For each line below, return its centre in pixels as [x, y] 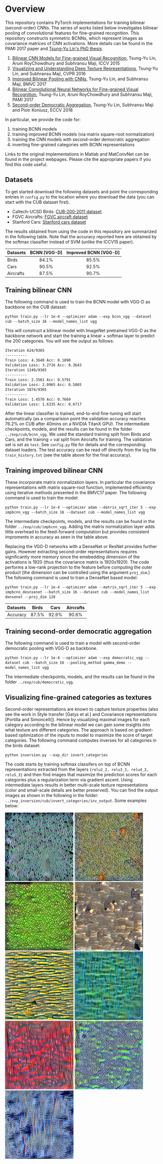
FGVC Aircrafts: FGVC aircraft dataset [50, 217]
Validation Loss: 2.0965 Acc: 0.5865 [43, 385]
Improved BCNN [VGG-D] [93, 252]
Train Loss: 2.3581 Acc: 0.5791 [38, 380]
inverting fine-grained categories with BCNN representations [73, 144]
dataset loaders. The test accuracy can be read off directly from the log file [81, 450]
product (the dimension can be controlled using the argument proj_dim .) [78, 572]
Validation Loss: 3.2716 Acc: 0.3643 [43, 365]
